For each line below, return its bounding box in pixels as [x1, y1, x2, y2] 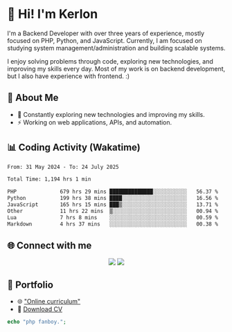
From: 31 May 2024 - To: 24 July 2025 [7, 163, 119, 170]
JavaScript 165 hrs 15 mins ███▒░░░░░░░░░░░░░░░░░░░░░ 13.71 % [7, 201, 218, 208]
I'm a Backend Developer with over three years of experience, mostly [7, 29, 205, 37]
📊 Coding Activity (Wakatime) [7, 142, 141, 154]
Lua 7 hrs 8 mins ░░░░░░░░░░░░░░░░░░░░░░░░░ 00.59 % [7, 214, 218, 221]
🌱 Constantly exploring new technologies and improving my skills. [17, 110, 206, 118]
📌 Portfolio [7, 279, 54, 290]
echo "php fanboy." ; [7, 318, 67, 326]
